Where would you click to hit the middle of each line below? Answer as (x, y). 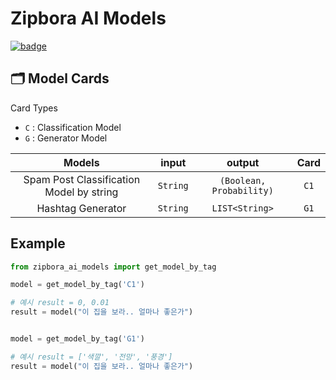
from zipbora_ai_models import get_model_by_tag (113, 267)
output (243, 162)
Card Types (34, 108)
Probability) (242, 190)
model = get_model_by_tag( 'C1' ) (77, 285)
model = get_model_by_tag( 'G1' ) (77, 339)
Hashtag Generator (81, 208)
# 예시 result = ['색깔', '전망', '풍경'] (91, 357)
